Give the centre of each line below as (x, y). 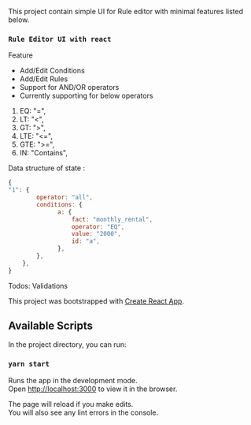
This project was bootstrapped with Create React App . (96, 301)
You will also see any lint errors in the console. (83, 412)
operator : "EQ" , (98, 227)
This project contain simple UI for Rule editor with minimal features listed (126, 11)
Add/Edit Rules (44, 79)
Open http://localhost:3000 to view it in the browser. (93, 389)
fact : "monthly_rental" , (112, 219)
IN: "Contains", (44, 153)
